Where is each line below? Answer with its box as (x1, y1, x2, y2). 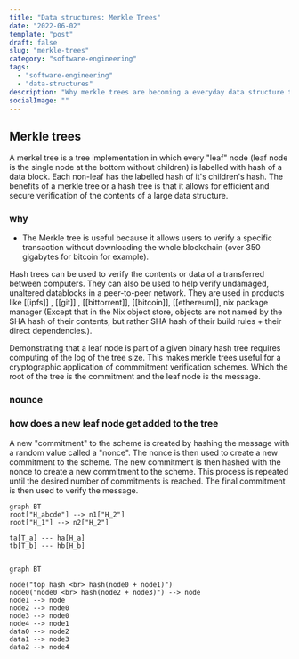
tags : (9, 63, 29, 72)
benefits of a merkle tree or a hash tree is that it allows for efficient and (9, 181, 270, 191)
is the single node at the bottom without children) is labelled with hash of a (9, 162, 283, 173)
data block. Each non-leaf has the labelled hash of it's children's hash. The (9, 171, 283, 183)
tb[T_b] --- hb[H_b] (9, 541, 86, 550)
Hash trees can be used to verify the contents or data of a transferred (9, 269, 265, 280)
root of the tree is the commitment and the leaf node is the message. (9, 371, 261, 382)
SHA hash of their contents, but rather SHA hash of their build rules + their (9, 316, 282, 327)
